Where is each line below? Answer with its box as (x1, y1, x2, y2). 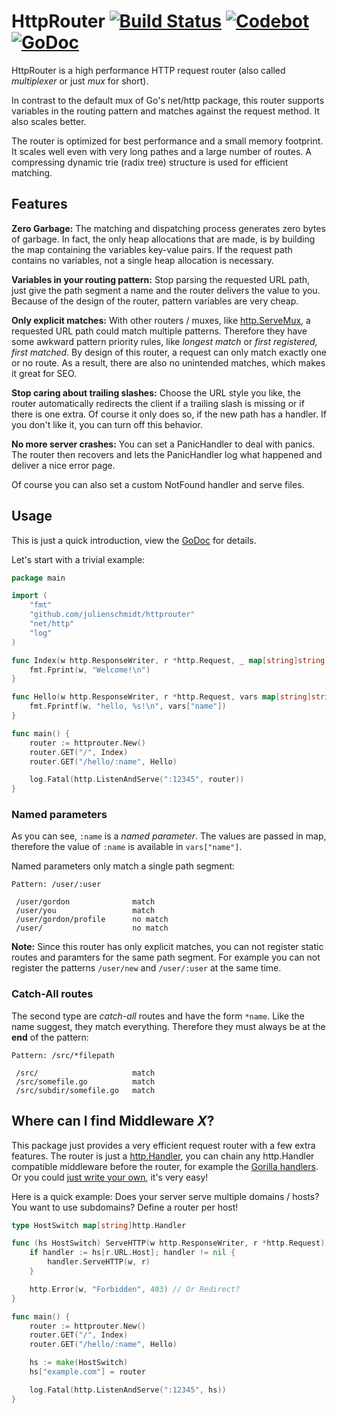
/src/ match (15, 1068, 156, 1078)
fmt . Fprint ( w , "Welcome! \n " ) (29, 665, 151, 675)
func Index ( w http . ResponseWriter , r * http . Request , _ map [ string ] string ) (11, 655, 330, 665)
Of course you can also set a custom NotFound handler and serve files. (11, 478, 305, 490)
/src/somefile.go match (15, 1076, 156, 1087)
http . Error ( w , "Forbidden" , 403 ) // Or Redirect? (29, 1284, 241, 1294)
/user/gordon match (15, 897, 156, 907)
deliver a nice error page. (11, 459, 116, 471)
